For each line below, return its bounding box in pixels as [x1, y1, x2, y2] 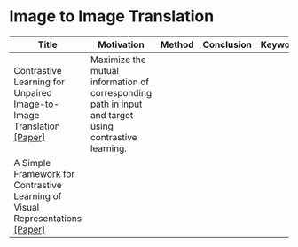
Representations [13, 211, 82, 224]
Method [160, 38, 194, 51]
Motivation [97, 38, 145, 51]
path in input [90, 98, 143, 110]
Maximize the [90, 53, 146, 66]
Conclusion [202, 38, 253, 51]
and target [90, 108, 134, 121]
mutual [90, 64, 120, 76]
